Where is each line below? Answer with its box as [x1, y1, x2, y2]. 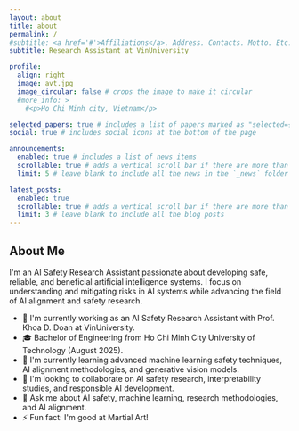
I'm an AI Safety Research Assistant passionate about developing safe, [9, 267, 269, 278]
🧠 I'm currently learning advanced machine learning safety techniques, [21, 354, 283, 365]
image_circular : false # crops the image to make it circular [17, 87, 253, 96]
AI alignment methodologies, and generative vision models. [21, 363, 240, 375]
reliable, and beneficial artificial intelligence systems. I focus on [9, 276, 242, 286]
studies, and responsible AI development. [21, 383, 175, 394]
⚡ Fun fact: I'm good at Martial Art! [21, 411, 149, 422]
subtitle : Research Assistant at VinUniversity [9, 46, 190, 55]
